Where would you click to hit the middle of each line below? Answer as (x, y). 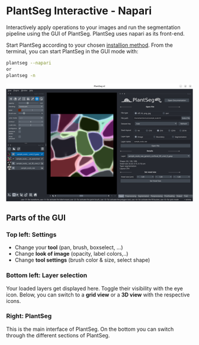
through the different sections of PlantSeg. (58, 335)
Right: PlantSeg (29, 316)
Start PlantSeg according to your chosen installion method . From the (90, 45)
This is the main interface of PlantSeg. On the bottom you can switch (90, 329)
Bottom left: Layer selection (47, 275)
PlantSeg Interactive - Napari (79, 11)
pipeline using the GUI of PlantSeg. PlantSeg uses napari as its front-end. (95, 33)
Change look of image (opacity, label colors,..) (71, 254)
